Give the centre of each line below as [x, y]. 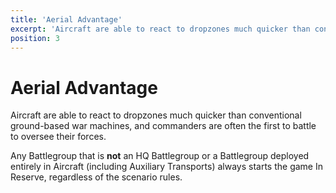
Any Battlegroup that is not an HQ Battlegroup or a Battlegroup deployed [160, 156]
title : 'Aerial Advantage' [66, 19]
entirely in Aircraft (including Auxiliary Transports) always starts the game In [166, 167]
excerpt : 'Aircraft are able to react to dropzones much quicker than [160, 29]
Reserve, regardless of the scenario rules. [96, 177]
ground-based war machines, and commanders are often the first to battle [163, 126]
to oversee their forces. [58, 137]
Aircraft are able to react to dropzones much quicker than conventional [156, 115]
